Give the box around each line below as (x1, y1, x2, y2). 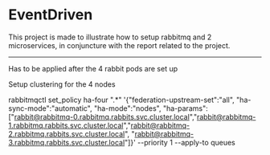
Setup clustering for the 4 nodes (8, 79, 116, 89)
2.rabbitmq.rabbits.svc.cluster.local (8, 128, 125, 138)
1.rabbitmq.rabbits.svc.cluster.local (8, 120, 124, 130)
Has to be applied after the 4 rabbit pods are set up (8, 63, 178, 73)
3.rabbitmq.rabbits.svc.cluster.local (8, 137, 125, 147)
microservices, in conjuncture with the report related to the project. (8, 40, 231, 50)
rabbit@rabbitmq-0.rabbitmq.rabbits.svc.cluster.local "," (14, 112, 198, 121)
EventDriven (8, 6, 93, 24)
